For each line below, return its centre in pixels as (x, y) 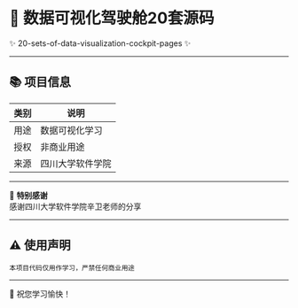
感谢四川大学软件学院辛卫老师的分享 (75, 206)
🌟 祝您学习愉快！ (40, 294)
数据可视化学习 (72, 130)
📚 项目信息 (40, 82)
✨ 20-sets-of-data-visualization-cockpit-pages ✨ (100, 43)
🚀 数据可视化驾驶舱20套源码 (112, 18)
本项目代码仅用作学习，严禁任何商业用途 (72, 268)
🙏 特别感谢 (29, 195)
